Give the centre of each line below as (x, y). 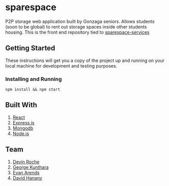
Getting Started (30, 48)
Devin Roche (26, 162)
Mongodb (23, 128)
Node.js (21, 133)
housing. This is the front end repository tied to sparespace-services (77, 32)
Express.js (23, 122)
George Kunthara (31, 167)
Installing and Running (34, 79)
